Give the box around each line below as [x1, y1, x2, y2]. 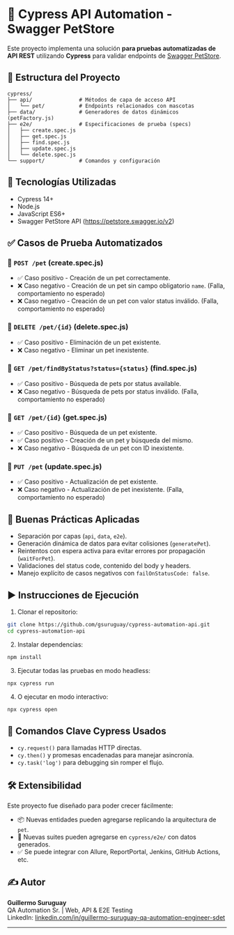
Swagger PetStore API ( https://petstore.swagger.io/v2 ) [17, 217, 175, 225]
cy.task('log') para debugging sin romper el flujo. [17, 759, 164, 767]
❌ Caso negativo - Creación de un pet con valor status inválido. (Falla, [17, 297, 219, 305]
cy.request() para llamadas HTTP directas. [17, 743, 142, 752]
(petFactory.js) [7, 114, 54, 121]
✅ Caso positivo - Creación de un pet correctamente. [17, 274, 171, 282]
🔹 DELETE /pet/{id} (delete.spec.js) [7, 322, 129, 332]
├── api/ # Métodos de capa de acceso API [7, 96, 176, 103]
